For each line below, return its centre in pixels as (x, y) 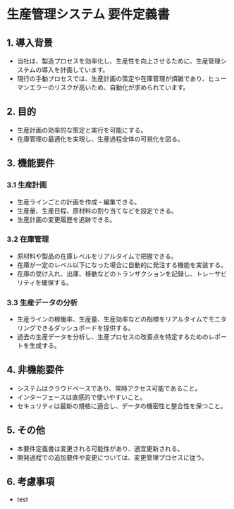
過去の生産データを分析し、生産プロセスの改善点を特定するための (112, 337)
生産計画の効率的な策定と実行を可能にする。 (82, 130)
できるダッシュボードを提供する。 (85, 328)
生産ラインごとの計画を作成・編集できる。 (79, 202)
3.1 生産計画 (27, 185)
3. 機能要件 (31, 163)
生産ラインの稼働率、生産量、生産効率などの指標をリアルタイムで (112, 319)
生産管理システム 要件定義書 (88, 14)
